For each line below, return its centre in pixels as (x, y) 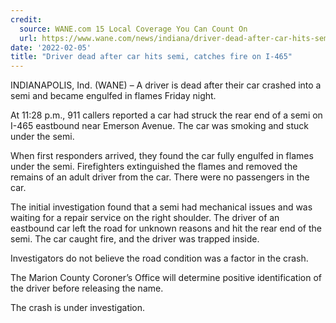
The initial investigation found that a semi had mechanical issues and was (161, 207)
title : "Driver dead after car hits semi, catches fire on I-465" (151, 57)
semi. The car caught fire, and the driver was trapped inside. (135, 239)
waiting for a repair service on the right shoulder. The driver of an (145, 218)
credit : (26, 19)
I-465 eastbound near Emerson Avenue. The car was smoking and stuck (159, 126)
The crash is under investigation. (78, 308)
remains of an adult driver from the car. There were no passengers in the (160, 177)
